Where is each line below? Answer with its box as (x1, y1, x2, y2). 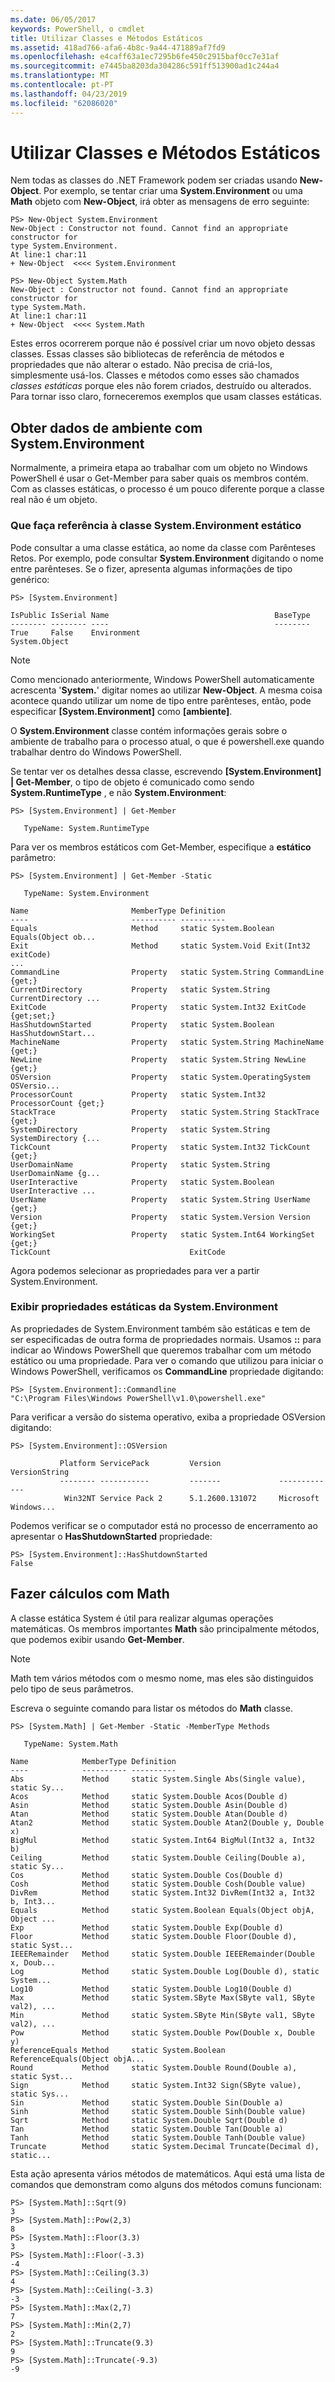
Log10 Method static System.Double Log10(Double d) (10, 1984, 293, 1994)
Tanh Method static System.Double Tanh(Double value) (10, 2132, 307, 2143)
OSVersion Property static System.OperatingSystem (10, 1072, 311, 1082)
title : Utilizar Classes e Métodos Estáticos (10, 33, 203, 43)
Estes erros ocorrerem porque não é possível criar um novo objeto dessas (10, 337, 316, 350)
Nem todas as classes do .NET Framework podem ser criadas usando (10, 174, 298, 186)
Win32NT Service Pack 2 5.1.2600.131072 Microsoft (63, 1493, 320, 1503)
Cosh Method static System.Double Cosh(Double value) (10, 1879, 307, 1889)
